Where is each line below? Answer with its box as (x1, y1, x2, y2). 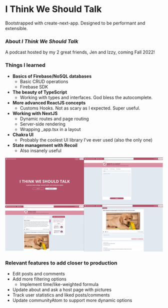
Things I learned (5, 61, 46, 68)
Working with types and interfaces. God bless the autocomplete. (19, 94, 153, 100)
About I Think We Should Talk (5, 37, 78, 44)
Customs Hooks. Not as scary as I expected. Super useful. (19, 105, 140, 111)
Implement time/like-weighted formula (19, 281, 99, 287)
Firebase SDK (19, 83, 48, 89)
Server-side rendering (19, 121, 66, 127)
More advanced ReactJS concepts (12, 99, 86, 105)
